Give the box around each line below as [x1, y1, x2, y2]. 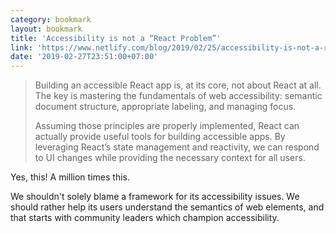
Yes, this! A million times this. [10, 171, 130, 183]
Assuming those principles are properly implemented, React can [34, 120, 300, 132]
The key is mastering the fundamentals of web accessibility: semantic [34, 90, 323, 102]
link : [10, 42, 33, 53]
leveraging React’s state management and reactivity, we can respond [34, 141, 320, 153]
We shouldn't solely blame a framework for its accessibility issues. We [10, 191, 300, 203]
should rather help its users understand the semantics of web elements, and [10, 201, 325, 213]
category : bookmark [10, 14, 92, 25]
